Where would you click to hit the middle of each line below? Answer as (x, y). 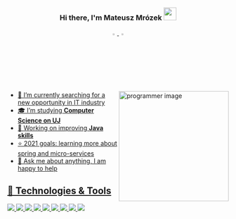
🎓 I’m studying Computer (56, 111)
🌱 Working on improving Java (60, 128)
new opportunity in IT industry (61, 103)
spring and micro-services (56, 154)
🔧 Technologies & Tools (59, 190)
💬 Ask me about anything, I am (62, 161)
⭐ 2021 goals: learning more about (67, 144)
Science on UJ (39, 120)
